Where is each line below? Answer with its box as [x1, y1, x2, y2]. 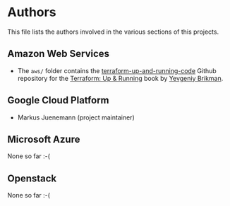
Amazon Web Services [7, 48, 110, 60]
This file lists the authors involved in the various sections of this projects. [7, 27, 219, 36]
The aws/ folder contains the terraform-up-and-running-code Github [17, 66, 217, 75]
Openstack [7, 172, 57, 184]
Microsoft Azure [7, 133, 80, 145]
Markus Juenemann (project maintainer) [17, 113, 135, 122]
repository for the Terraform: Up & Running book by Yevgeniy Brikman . [17, 74, 224, 82]
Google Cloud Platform [7, 94, 109, 106]
